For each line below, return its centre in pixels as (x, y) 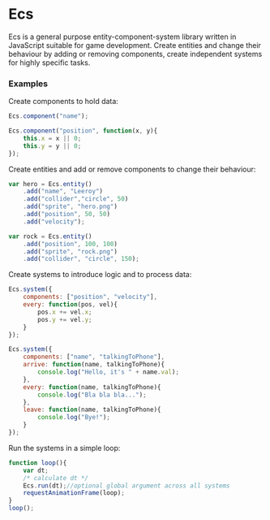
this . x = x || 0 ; (52, 138)
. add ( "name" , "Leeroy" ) (63, 192)
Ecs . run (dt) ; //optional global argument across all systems (126, 485)
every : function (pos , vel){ (70, 305)
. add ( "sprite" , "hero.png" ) (70, 207)
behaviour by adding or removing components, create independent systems (135, 54)
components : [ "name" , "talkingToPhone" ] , (94, 357)
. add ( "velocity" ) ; (54, 221)
